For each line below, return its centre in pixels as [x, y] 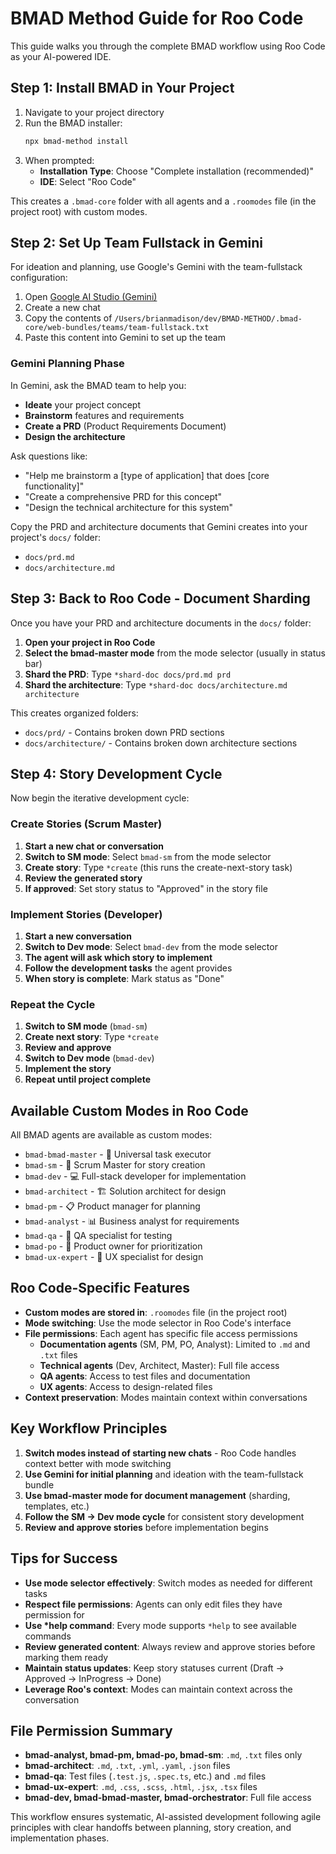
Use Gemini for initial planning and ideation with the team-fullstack [164, 1474]
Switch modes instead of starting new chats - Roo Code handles [160, 1453]
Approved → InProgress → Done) [93, 1678]
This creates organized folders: [74, 713]
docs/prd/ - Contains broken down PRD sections [124, 732]
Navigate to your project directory [94, 112]
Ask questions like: [49, 456]
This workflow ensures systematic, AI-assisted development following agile [166, 1817]
